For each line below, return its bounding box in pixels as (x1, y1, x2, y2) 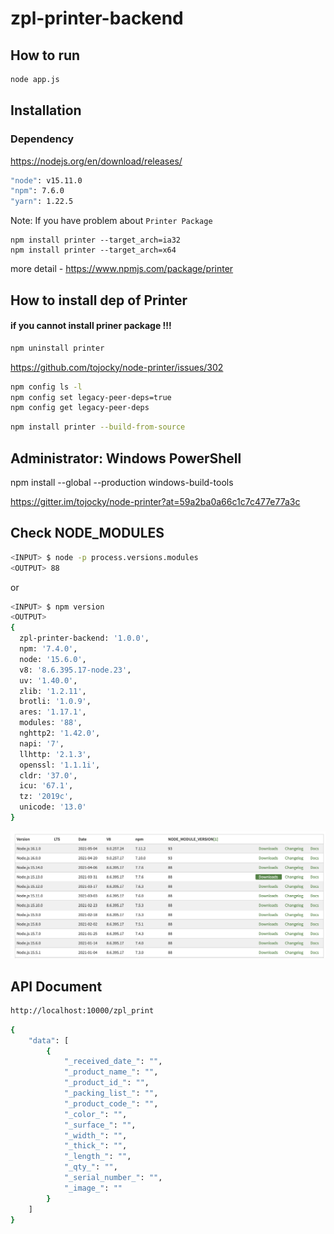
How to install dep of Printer (10, 292, 188, 309)
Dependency (10, 132, 75, 146)
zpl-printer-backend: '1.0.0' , (19, 633, 150, 644)
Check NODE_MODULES (10, 525, 165, 542)
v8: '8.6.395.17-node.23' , (19, 665, 132, 675)
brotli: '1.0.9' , (19, 697, 92, 707)
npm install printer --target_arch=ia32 (10, 235, 182, 246)
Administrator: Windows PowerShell (10, 450, 242, 467)
